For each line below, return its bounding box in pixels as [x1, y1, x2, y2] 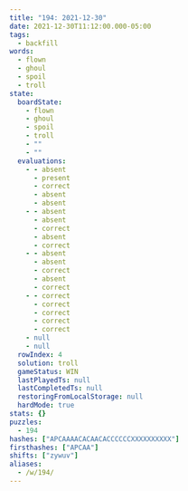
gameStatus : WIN [17, 367, 79, 376]
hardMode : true [17, 400, 75, 410]
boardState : [17, 97, 63, 107]
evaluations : [17, 156, 67, 166]
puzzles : [9, 418, 42, 427]
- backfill [17, 38, 59, 48]
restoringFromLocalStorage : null [17, 392, 144, 401]
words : [9, 47, 34, 56]
